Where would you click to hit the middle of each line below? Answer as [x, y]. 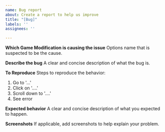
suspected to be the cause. [34, 53]
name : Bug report [24, 10]
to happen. [16, 114]
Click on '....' [25, 88]
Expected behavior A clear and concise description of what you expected [83, 109]
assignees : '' [20, 29]
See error [23, 99]
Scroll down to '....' [32, 93]
